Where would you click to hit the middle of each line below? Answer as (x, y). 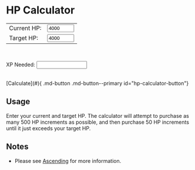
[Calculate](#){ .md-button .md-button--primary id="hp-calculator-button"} (97, 83)
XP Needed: (21, 64)
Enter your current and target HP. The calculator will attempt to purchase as (97, 115)
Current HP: (25, 28)
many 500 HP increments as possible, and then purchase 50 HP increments (98, 122)
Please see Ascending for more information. (68, 161)
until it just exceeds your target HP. (48, 128)
